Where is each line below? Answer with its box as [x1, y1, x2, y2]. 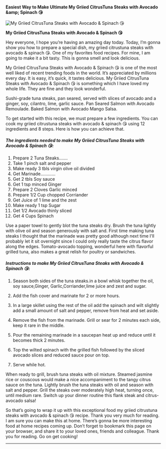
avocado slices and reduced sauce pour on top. [12, 352, 110, 358]
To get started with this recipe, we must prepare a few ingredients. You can [5, 115, 158, 121]
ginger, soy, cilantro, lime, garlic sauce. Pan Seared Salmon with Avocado [5, 100, 155, 106]
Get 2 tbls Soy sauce [12, 176, 55, 182]
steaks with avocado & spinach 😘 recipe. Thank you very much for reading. [5, 412, 160, 418]
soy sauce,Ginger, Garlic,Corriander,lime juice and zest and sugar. [12, 283, 147, 289]
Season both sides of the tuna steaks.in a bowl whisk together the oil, [12, 278, 154, 284]
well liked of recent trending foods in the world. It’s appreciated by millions [5, 70, 157, 76]
